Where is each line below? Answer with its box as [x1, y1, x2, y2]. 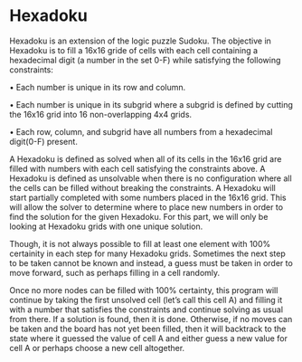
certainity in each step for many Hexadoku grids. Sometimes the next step [9, 248, 287, 259]
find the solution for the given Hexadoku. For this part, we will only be [9, 211, 269, 222]
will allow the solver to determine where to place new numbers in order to [9, 201, 283, 213]
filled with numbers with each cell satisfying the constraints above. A [9, 163, 266, 174]
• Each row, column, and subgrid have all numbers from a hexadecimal [9, 126, 273, 137]
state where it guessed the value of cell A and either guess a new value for [9, 332, 288, 344]
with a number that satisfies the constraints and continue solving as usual [9, 304, 283, 315]
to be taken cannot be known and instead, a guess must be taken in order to [9, 257, 294, 268]
